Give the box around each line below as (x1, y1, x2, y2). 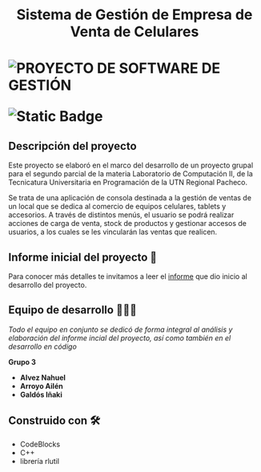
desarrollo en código (8, 341, 78, 351)
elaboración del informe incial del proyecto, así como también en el (8, 333, 231, 342)
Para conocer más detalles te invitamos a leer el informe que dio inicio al (8, 272, 248, 281)
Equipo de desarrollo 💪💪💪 (8, 303, 138, 317)
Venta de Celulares (70, 22, 199, 41)
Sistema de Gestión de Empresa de (16, 6, 253, 24)
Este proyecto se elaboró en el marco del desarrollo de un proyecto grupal (8, 160, 254, 170)
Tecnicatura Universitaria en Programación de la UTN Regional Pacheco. (8, 178, 248, 188)
